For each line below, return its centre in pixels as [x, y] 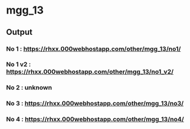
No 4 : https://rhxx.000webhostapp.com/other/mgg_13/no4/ [95, 120]
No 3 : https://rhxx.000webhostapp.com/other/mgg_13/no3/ [95, 104]
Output [19, 32]
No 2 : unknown [29, 88]
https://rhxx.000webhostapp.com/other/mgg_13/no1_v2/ [90, 72]
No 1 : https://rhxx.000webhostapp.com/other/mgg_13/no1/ [94, 49]
